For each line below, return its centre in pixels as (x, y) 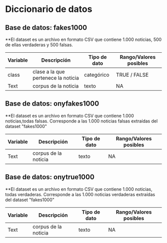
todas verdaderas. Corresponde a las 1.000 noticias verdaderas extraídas (80, 194)
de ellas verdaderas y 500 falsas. (39, 45)
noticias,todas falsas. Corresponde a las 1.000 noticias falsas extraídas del (82, 121)
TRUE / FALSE (132, 75)
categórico (97, 75)
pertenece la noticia (56, 78)
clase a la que (49, 72)
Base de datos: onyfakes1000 (52, 104)
